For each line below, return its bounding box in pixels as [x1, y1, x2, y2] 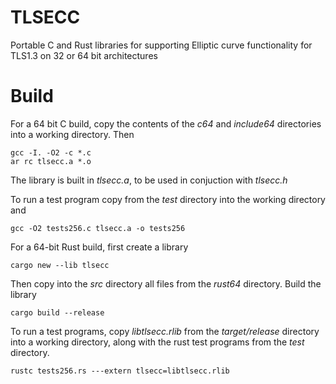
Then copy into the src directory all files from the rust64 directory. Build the [10, 277, 322, 290]
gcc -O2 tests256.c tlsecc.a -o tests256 [10, 223, 186, 233]
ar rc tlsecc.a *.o [10, 156, 92, 166]
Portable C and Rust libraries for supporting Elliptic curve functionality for [10, 39, 313, 51]
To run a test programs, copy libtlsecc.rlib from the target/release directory [10, 325, 320, 337]
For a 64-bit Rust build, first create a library [10, 241, 189, 253]
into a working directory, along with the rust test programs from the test [10, 336, 305, 348]
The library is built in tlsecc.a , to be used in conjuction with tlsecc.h [10, 174, 288, 186]
